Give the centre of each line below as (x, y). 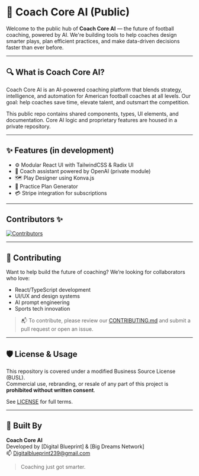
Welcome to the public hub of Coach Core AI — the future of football (90, 28)
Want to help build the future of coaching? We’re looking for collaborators (96, 272)
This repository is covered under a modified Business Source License (91, 371)
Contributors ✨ (35, 219)
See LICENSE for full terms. (39, 402)
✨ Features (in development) (60, 151)
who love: (18, 279)
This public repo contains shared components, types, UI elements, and (92, 114)
